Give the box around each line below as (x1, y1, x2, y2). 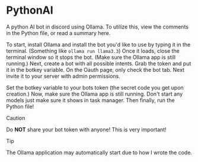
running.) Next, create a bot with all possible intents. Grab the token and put (6, 60, 191, 67)
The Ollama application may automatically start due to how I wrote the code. (6, 149, 193, 156)
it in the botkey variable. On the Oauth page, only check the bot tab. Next (6, 66, 185, 73)
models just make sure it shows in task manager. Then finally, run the (6, 96, 175, 104)
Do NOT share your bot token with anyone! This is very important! (6, 126, 167, 133)
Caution (6, 114, 25, 122)
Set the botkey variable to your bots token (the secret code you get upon (6, 84, 184, 91)
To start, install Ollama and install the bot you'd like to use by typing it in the (6, 41, 191, 48)
